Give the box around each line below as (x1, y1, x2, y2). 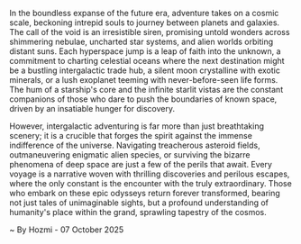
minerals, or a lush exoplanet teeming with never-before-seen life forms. (9, 75, 278, 85)
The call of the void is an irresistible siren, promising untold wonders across (9, 27, 290, 37)
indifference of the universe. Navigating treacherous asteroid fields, (9, 140, 260, 150)
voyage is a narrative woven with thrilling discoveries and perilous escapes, (9, 168, 290, 179)
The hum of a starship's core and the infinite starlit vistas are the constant (9, 85, 284, 95)
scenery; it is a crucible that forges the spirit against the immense (9, 131, 252, 140)
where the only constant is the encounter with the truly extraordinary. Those (9, 178, 293, 188)
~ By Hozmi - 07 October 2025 (9, 224, 124, 235)
